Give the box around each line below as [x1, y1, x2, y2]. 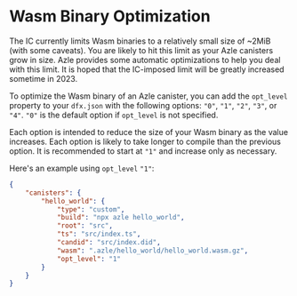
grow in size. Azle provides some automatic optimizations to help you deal [9, 54, 281, 65]
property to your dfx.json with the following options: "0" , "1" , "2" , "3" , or [9, 100, 277, 110]
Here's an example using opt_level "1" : [9, 163, 155, 173]
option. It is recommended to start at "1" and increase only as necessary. [9, 145, 277, 156]
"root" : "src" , [56, 221, 114, 230]
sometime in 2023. [9, 73, 78, 84]
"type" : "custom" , [56, 204, 125, 214]
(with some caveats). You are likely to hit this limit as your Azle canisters [9, 44, 274, 55]
